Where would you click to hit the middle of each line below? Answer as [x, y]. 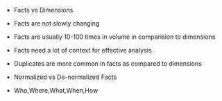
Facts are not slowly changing [57, 23]
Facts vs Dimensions [43, 10]
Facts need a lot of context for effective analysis [83, 50]
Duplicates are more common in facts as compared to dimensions [108, 64]
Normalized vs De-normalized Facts [65, 77]
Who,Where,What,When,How [56, 90]
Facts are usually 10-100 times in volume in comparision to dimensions [114, 37]
